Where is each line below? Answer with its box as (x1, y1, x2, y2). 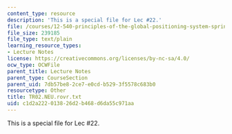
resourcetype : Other (7, 87, 67, 94)
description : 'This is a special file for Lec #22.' (7, 17, 162, 23)
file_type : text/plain (7, 36, 72, 43)
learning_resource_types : (7, 42, 81, 49)
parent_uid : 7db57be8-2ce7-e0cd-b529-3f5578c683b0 (7, 81, 156, 88)
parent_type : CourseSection (7, 74, 88, 82)
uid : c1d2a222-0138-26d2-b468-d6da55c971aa (7, 100, 135, 107)
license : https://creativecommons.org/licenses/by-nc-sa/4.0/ (7, 55, 190, 62)
